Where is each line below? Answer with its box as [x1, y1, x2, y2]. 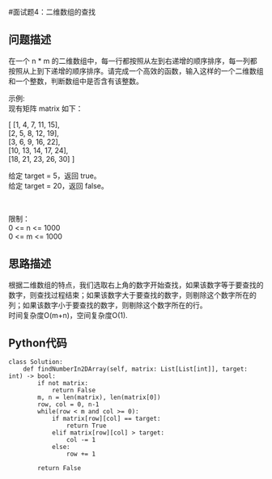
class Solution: [8, 358, 63, 367]
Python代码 [8, 337, 67, 350]
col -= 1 [66, 436, 96, 444]
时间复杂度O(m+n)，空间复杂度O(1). [8, 310, 128, 320]
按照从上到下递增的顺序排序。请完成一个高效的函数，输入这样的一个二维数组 [8, 66, 264, 75]
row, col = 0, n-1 [37, 401, 100, 409]
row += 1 [66, 450, 96, 459]
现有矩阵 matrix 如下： [8, 104, 83, 113]
